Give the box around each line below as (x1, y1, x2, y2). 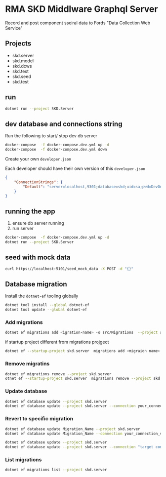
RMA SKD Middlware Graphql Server (5, 3, 158, 15)
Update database (5, 388, 47, 395)
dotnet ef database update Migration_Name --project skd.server (5, 426, 140, 432)
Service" (5, 25, 23, 31)
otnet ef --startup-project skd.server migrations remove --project (5, 376, 152, 381)
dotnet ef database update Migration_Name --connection (5, 431, 123, 436)
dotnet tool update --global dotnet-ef (5, 307, 87, 312)
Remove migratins (5, 360, 50, 367)
